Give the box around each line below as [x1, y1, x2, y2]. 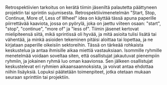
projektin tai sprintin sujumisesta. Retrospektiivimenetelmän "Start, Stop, [5, 10, 156, 16]
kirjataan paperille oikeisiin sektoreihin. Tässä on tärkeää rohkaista [5, 42, 144, 48]
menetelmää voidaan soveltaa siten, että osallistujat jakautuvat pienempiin [5, 53, 160, 59]
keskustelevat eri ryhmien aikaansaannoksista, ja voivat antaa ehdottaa [5, 63, 153, 69]
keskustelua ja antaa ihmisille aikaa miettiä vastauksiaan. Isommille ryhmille [5, 48, 162, 53]
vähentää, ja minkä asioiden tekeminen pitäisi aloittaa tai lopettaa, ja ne [5, 36, 153, 42]
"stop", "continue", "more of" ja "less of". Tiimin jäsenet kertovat [5, 26, 139, 32]
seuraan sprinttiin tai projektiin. [5, 74, 70, 80]
